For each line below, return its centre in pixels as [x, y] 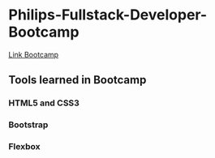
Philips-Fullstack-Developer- [108, 15]
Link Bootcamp [34, 54]
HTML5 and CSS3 [44, 103]
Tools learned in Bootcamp [77, 80]
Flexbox [24, 147]
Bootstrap [28, 125]
